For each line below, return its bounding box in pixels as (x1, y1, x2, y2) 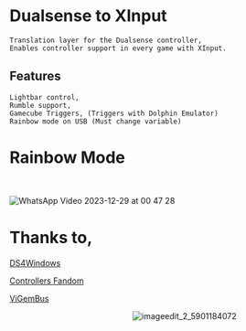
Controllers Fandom (9, 275, 84, 286)
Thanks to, (9, 227, 93, 248)
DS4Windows (9, 257, 61, 268)
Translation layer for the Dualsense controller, (9, 36, 203, 45)
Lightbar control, (9, 92, 80, 101)
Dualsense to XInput (9, 5, 167, 27)
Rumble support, (9, 101, 71, 110)
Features (9, 69, 61, 84)
